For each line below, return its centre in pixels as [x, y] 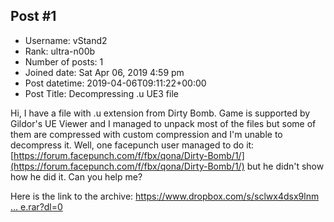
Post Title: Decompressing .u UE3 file [101, 93]
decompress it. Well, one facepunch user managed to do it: [132, 145]
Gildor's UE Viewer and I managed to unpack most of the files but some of [163, 123]
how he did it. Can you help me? [76, 176]
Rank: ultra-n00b [60, 51]
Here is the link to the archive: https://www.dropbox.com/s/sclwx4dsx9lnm [165, 196]
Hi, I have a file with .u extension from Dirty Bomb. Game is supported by [160, 113]
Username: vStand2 [66, 40]
